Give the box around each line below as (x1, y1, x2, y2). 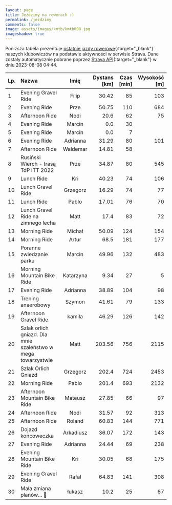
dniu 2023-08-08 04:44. (5, 62, 58, 68)
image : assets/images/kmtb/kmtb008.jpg (5, 27, 91, 32)
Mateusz (64, 395, 86, 401)
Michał (67, 228, 83, 235)
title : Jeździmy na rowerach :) (5, 12, 74, 17)
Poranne (20, 244, 41, 251)
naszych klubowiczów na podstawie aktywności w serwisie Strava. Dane (5, 51, 159, 57)
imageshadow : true (5, 31, 45, 36)
